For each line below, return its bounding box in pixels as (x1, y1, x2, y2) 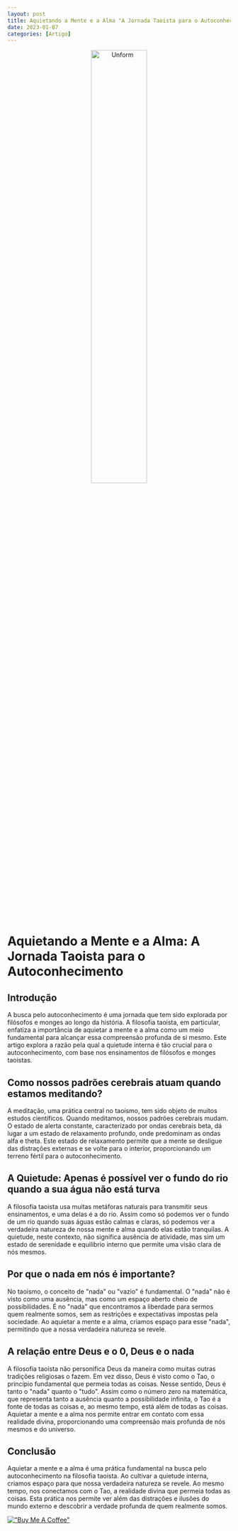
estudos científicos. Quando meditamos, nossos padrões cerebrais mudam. (7, 1114, 229, 1123)
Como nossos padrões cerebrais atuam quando (7, 1076, 222, 1088)
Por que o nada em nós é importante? (7, 1268, 176, 1280)
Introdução (7, 992, 57, 1004)
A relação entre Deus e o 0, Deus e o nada (7, 1345, 195, 1358)
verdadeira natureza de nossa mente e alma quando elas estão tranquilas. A (7, 1225, 229, 1233)
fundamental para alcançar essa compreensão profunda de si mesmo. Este (7, 1033, 227, 1042)
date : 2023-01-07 (7, 23, 59, 31)
